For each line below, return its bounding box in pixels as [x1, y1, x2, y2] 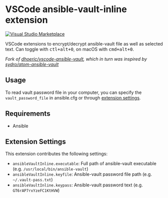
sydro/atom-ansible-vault [5, 61, 59, 67]
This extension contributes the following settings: [5, 151, 107, 157]
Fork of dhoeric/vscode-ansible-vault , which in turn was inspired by [5, 56, 147, 62]
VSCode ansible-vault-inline [5, 4, 127, 15]
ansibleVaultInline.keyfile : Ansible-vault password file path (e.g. [12, 171, 152, 177]
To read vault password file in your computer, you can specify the [5, 89, 142, 95]
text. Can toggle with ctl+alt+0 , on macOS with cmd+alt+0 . [5, 46, 134, 52]
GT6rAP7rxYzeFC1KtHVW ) [12, 187, 60, 193]
